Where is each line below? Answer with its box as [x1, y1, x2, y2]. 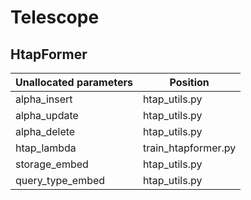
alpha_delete [15, 125, 76, 138]
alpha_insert [15, 92, 73, 106]
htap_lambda [15, 141, 77, 155]
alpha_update [15, 109, 79, 122]
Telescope [10, 6, 100, 29]
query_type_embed [15, 174, 106, 187]
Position [169, 76, 210, 89]
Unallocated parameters [15, 76, 133, 89]
